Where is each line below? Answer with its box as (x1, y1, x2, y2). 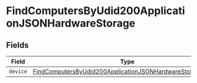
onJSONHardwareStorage (6, 16, 136, 30)
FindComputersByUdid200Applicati (6, 4, 185, 18)
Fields (6, 40, 29, 50)
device (9, 68, 28, 75)
